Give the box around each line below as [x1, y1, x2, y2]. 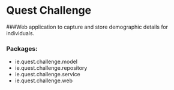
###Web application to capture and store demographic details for [6, 23, 169, 30]
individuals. [6, 29, 35, 36]
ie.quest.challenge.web [14, 77, 73, 84]
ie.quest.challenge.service [14, 71, 80, 78]
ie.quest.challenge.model [14, 58, 78, 66]
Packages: [6, 44, 38, 52]
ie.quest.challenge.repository [14, 64, 88, 72]
